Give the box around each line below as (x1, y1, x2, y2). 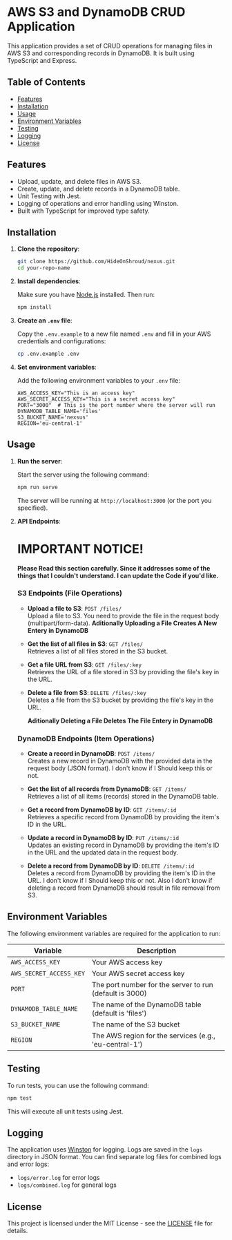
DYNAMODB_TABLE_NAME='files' (17, 408, 101, 414)
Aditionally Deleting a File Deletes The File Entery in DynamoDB (27, 716, 213, 725)
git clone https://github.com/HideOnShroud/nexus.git (17, 258, 175, 265)
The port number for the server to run (91, 980, 213, 989)
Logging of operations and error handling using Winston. (17, 199, 179, 207)
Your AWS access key (91, 957, 163, 967)
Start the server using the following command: (17, 470, 150, 479)
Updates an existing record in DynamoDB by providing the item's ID (27, 841, 220, 850)
